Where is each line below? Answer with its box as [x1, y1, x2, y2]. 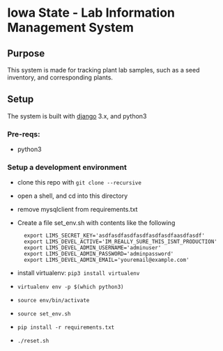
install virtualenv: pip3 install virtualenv [17, 269, 140, 277]
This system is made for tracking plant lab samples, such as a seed [7, 66, 200, 74]
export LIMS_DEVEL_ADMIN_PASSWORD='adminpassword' [24, 251, 174, 258]
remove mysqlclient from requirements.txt [17, 205, 138, 214]
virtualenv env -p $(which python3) [17, 283, 124, 290]
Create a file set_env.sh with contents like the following [17, 219, 176, 227]
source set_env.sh [17, 311, 71, 318]
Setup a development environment [7, 162, 127, 172]
